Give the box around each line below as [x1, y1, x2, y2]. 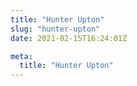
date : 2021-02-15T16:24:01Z [10, 33, 128, 43]
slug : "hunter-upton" [10, 24, 101, 34]
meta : [10, 51, 33, 61]
